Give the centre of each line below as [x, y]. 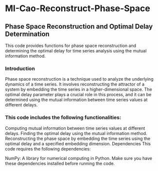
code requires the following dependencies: [48, 149]
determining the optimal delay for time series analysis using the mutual [76, 51]
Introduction [20, 68]
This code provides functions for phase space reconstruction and [71, 46]
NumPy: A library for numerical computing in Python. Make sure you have [79, 158]
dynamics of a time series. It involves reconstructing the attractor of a [75, 84]
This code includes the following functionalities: [63, 118]
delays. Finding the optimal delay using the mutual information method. [76, 133]
